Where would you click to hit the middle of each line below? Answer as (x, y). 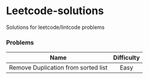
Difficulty (127, 58)
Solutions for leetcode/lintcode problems (55, 27)
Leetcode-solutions (55, 11)
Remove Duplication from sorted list (58, 68)
